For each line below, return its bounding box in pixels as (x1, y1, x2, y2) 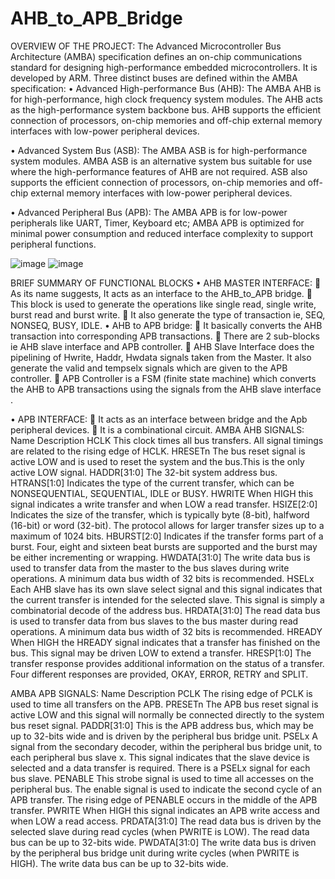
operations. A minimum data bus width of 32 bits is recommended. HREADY (10, 625, 323, 637)
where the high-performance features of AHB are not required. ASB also (10, 165, 308, 177)
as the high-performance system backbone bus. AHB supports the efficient (10, 103, 322, 116)
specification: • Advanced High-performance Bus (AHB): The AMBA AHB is (10, 82, 322, 94)
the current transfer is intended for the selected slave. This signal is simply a (10, 593, 325, 606)
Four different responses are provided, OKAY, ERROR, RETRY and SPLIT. (10, 668, 309, 680)
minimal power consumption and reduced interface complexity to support (10, 227, 314, 239)
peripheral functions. (10, 238, 97, 250)
